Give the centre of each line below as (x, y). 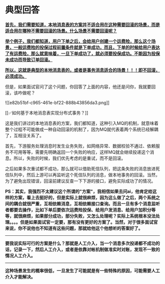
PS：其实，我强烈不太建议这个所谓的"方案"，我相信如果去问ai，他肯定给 (79, 191)
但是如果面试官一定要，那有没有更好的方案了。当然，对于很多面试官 (89, 222)
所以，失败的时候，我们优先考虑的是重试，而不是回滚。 (69, 158)
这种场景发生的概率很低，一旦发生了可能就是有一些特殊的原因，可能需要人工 (82, 270)
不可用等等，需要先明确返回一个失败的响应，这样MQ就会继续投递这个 (80, 152)
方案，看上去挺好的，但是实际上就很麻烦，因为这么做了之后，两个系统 (84, 198)
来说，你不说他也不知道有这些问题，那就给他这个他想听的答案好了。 (74, 228)
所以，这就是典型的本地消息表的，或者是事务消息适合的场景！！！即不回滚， (82, 70)
